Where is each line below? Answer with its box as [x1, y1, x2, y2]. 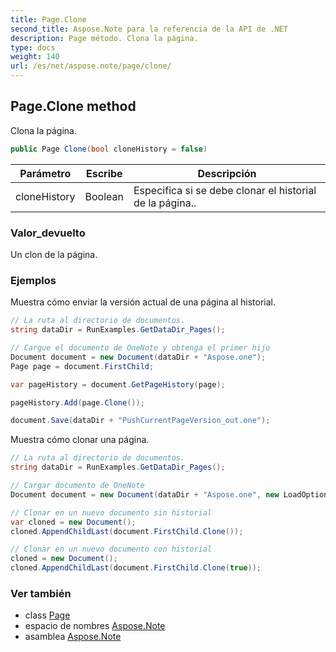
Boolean [84, 189, 124, 203]
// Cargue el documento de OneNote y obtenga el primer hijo [10, 343, 271, 353]
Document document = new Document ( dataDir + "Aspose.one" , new [10, 489, 280, 500]
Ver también [10, 586, 72, 600]
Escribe [85, 166, 123, 180]
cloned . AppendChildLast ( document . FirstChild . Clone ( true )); [10, 563, 262, 573]
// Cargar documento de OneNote [10, 481, 145, 491]
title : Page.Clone [10, 14, 87, 25]
